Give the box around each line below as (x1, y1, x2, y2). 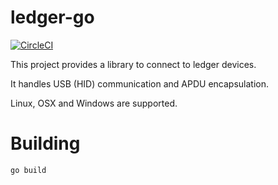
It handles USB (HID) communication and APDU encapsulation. (10, 77, 269, 90)
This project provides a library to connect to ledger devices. (10, 58, 257, 70)
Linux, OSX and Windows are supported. (10, 97, 178, 109)
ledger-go (10, 6, 95, 29)
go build (10, 165, 47, 175)
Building (10, 132, 81, 155)
